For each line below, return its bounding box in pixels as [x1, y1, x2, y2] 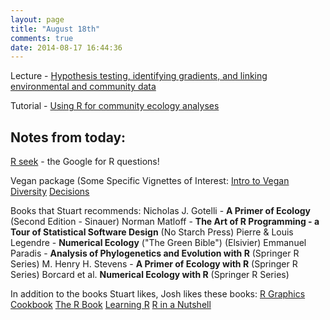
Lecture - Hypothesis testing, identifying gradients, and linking [10, 70, 268, 82]
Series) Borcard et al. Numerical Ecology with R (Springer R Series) [10, 269, 290, 281]
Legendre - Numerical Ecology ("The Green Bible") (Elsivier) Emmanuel [10, 237, 307, 249]
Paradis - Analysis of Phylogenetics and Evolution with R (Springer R [10, 247, 300, 260]
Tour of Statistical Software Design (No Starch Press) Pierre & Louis [10, 226, 294, 238]
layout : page [10, 14, 65, 25]
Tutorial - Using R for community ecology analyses [10, 100, 220, 112]
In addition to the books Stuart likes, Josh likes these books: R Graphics [10, 288, 306, 300]
